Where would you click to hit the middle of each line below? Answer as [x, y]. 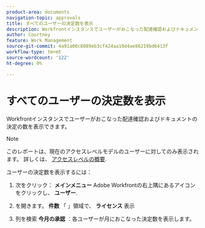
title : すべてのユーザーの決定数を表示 [50, 23]
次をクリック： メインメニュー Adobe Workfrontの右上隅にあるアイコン [105, 185]
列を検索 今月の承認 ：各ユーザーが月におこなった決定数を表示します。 [105, 219]
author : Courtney [28, 35]
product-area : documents [38, 12]
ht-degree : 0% [24, 63]
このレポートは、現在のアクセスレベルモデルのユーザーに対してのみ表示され [102, 151]
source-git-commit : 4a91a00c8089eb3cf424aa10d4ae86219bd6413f [87, 47]
